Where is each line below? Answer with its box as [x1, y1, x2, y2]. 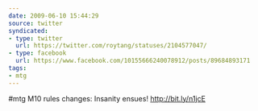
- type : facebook [8, 49, 67, 57]
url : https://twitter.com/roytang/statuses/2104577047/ [15, 42, 207, 50]
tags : [8, 64, 27, 72]
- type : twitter [8, 34, 63, 43]
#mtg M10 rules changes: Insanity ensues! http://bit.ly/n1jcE [8, 93, 206, 103]
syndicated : [8, 27, 48, 35]
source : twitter [8, 19, 63, 27]
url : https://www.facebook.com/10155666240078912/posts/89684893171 [15, 57, 251, 65]
